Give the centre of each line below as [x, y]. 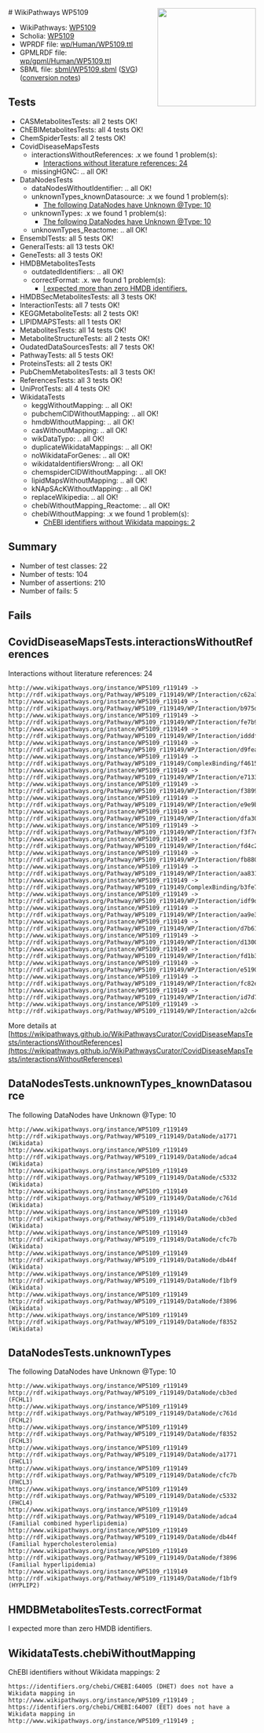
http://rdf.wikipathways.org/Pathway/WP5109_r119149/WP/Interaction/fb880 [133, 860]
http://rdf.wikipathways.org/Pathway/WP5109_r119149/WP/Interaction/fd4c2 [133, 846]
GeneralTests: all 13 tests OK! [67, 246]
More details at [32, 1026]
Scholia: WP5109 [47, 36]
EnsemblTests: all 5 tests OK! [66, 238]
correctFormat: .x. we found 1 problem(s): [99, 280]
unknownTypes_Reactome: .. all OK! [89, 229]
